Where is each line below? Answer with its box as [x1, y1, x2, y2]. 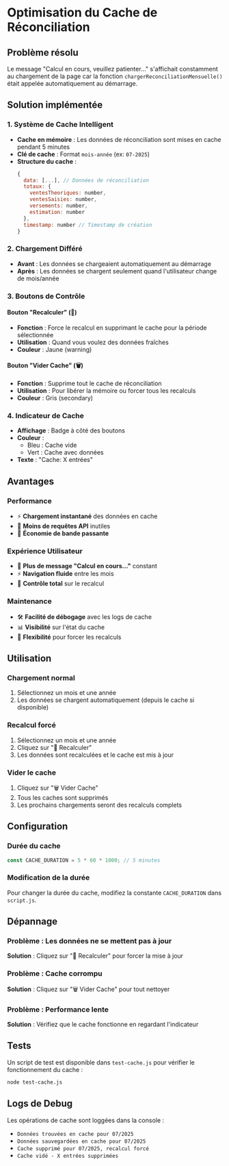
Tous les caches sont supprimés [16, 793, 109, 801]
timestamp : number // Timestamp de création [23, 221, 152, 228]
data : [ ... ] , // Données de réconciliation [23, 177, 149, 184]
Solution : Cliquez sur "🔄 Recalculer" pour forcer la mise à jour [7, 951, 183, 960]
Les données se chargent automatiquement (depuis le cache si [16, 696, 195, 704]
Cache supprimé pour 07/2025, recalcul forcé [16, 1145, 149, 1152]
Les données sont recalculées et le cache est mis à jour [16, 751, 174, 759]
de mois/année [16, 274, 59, 282]
